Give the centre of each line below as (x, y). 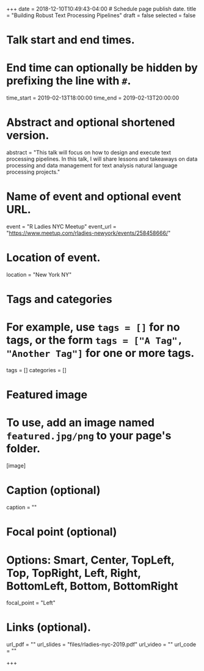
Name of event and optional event (94, 196)
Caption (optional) (53, 490)
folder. (24, 449)
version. (28, 135)
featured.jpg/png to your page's (89, 436)
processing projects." (33, 172)
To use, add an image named (80, 423)
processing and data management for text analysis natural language (92, 166)
